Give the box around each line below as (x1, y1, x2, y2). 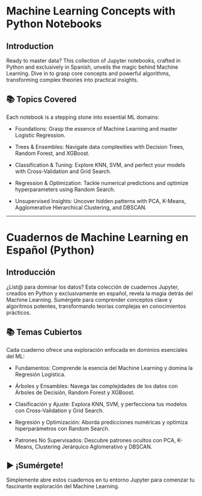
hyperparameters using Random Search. (14, 186, 115, 193)
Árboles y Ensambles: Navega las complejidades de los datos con (14, 382, 179, 389)
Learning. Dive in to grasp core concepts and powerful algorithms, (6, 70, 171, 77)
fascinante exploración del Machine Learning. (6, 483, 120, 490)
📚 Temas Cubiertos (6, 327, 82, 337)
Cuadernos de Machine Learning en (6, 231, 189, 244)
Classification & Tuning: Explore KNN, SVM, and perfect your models (14, 161, 185, 168)
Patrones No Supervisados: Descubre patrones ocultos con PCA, (14, 436, 176, 444)
